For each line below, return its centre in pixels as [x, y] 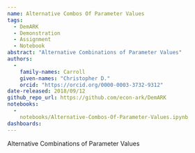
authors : [20, 59]
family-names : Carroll [53, 72]
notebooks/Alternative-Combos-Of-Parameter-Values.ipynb [104, 117]
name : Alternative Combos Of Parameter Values [76, 14]
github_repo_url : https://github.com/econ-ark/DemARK [87, 98]
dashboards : [24, 123]
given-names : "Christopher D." [65, 78]
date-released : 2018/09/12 [46, 91]
